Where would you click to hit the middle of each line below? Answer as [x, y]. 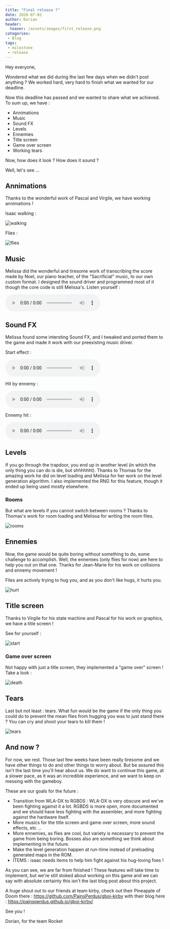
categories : [18, 34]
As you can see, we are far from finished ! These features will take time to [82, 870]
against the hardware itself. [41, 817]
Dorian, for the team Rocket [34, 921]
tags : [11, 43]
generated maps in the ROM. [43, 855]
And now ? [22, 748]
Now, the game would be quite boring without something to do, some [77, 554]
